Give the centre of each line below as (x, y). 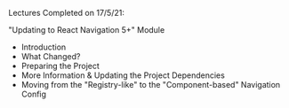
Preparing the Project (60, 66)
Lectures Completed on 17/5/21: (67, 13)
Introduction (44, 47)
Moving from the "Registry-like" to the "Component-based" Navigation (151, 85)
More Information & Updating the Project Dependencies (123, 75)
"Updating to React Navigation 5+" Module (87, 30)
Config (33, 94)
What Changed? (51, 56)
